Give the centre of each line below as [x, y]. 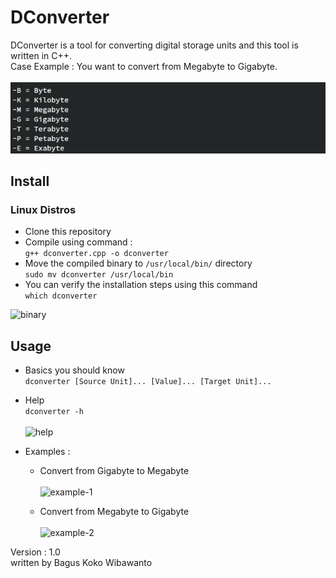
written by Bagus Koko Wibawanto [81, 563]
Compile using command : [78, 242]
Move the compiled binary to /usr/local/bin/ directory [138, 263]
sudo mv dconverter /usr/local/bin [99, 275]
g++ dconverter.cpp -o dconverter [96, 254]
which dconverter [61, 296]
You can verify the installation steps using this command [141, 285]
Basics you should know [74, 370]
